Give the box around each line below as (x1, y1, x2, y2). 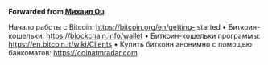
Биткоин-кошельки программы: (150, 31, 261, 40)
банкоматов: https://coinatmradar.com (8, 48, 138, 57)
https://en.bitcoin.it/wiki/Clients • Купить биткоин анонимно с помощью (8, 39, 253, 49)
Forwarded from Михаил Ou (8, 7, 105, 16)
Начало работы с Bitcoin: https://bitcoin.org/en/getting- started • (8, 22, 227, 31)
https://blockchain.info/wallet (46, 31, 143, 40)
